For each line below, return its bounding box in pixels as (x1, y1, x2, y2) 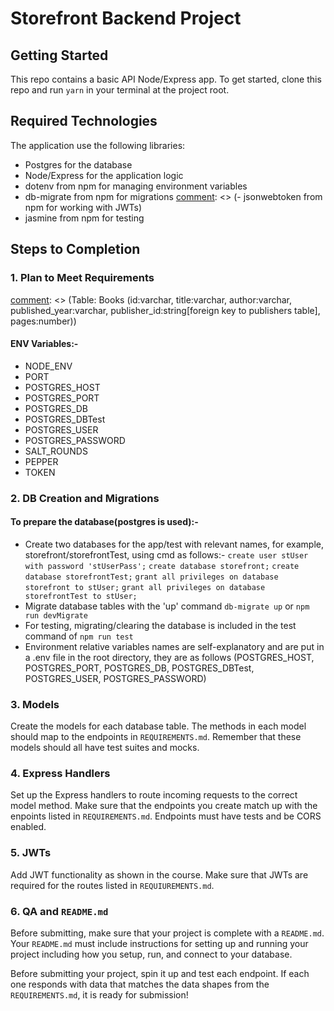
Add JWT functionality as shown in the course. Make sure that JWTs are (10, 868, 309, 881)
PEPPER (24, 455, 59, 467)
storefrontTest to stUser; (24, 591, 138, 601)
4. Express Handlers (10, 767, 111, 781)
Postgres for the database (24, 158, 133, 171)
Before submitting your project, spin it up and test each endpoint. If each (10, 968, 310, 980)
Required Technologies (10, 113, 158, 130)
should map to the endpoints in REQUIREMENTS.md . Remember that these (10, 731, 302, 743)
